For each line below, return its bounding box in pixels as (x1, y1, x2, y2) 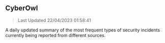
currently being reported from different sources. (5, 32, 106, 38)
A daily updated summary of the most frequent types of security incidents (5, 27, 160, 33)
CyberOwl (5, 4, 38, 12)
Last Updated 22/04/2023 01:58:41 (17, 17, 91, 23)
